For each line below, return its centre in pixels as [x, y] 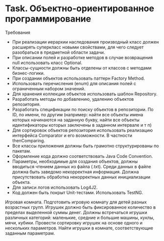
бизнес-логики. [28, 73]
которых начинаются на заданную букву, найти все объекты [76, 120]
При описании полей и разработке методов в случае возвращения [82, 57]
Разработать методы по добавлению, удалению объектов [73, 99]
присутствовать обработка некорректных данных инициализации [81, 177]
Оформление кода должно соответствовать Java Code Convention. [82, 156]
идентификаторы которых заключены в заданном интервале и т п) [82, 125]
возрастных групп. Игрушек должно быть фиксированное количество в [80, 207]
